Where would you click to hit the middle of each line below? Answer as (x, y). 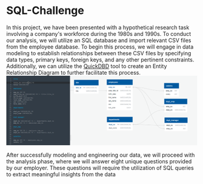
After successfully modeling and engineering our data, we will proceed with (101, 155)
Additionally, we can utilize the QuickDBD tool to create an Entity (87, 66)
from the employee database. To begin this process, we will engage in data (100, 47)
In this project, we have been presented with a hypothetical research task (98, 27)
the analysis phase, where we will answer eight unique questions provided (99, 161)
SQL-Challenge (45, 11)
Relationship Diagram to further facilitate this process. (74, 72)
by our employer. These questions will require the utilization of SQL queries (100, 168)
